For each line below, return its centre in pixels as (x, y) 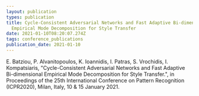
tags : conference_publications (45, 39)
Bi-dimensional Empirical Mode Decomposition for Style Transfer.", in (90, 74)
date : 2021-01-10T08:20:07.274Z (46, 34)
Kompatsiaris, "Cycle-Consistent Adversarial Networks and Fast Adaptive (96, 68)
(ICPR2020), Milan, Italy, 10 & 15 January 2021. (63, 87)
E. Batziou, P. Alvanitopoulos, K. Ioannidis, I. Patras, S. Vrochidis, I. (87, 61)
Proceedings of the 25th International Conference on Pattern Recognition (95, 80)
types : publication (30, 17)
